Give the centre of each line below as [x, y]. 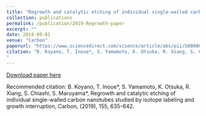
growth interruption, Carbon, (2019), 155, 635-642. [71, 106]
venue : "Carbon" [27, 40]
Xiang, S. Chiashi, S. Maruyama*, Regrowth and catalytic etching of [91, 93]
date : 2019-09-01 [29, 35]
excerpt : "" [21, 29]
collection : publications [39, 18]
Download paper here [34, 74]
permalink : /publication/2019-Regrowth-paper [65, 23]
